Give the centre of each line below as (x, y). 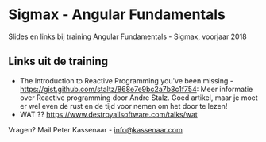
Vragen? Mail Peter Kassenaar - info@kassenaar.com (95, 129)
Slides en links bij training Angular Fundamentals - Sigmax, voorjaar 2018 (128, 36)
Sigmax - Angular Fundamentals (117, 15)
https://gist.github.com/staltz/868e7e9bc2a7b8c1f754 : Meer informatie (136, 89)
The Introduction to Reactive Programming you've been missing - (127, 80)
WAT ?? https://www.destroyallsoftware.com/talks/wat (109, 114)
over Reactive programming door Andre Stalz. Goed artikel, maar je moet (139, 98)
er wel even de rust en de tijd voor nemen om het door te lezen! (123, 106)
